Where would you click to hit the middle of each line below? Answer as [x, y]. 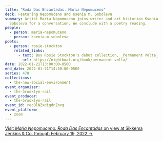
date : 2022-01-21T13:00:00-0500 [38, 64]
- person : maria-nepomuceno [38, 32]
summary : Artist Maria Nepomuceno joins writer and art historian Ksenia [82, 19]
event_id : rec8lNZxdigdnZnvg [35, 105]
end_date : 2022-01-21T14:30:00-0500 [42, 69]
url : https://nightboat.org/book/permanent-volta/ [75, 60]
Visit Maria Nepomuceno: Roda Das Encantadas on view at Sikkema [74, 128]
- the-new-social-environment [40, 82]
